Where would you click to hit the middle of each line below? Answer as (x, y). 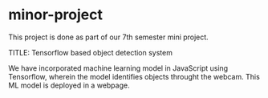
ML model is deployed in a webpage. (69, 85)
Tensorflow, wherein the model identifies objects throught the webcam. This (134, 76)
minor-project (55, 15)
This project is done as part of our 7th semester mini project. (108, 37)
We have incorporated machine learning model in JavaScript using (118, 68)
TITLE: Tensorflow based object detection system (90, 52)
